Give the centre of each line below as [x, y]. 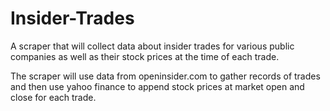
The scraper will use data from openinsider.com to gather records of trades [165, 76]
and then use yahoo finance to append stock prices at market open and [157, 86]
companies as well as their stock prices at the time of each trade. [145, 56]
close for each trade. [53, 97]
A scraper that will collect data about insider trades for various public [152, 46]
